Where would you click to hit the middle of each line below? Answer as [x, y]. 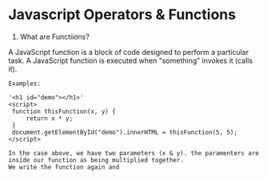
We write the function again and [64, 167]
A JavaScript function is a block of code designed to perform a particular [129, 52]
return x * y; [50, 118]
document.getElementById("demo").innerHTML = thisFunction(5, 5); [125, 132]
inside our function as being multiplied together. [96, 160]
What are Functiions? [55, 37]
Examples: [25, 84]
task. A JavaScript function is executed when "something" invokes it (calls [131, 60]
